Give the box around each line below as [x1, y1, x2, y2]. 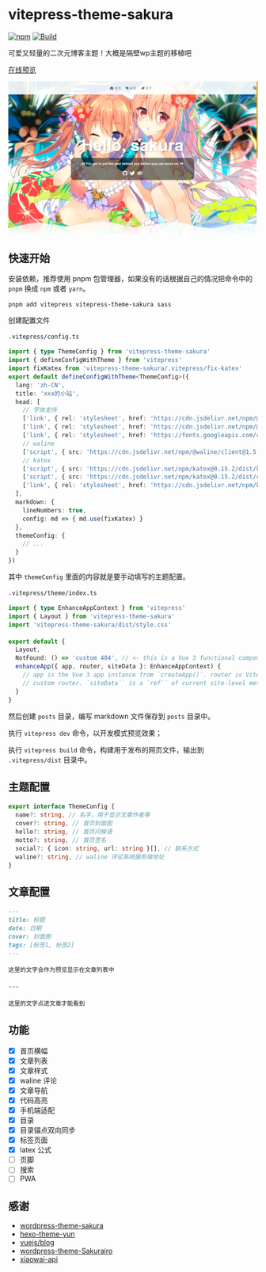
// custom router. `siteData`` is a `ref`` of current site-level [22, 679, 246, 687]
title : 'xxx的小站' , [15, 390, 80, 398]
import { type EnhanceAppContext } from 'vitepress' [8, 604, 186, 612]
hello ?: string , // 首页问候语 [15, 828, 112, 836]
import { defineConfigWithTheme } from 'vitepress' [8, 356, 182, 364]
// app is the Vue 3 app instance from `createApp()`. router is [22, 671, 243, 679]
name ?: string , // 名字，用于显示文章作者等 [15, 811, 150, 819]
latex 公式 [19, 1145, 51, 1155]
